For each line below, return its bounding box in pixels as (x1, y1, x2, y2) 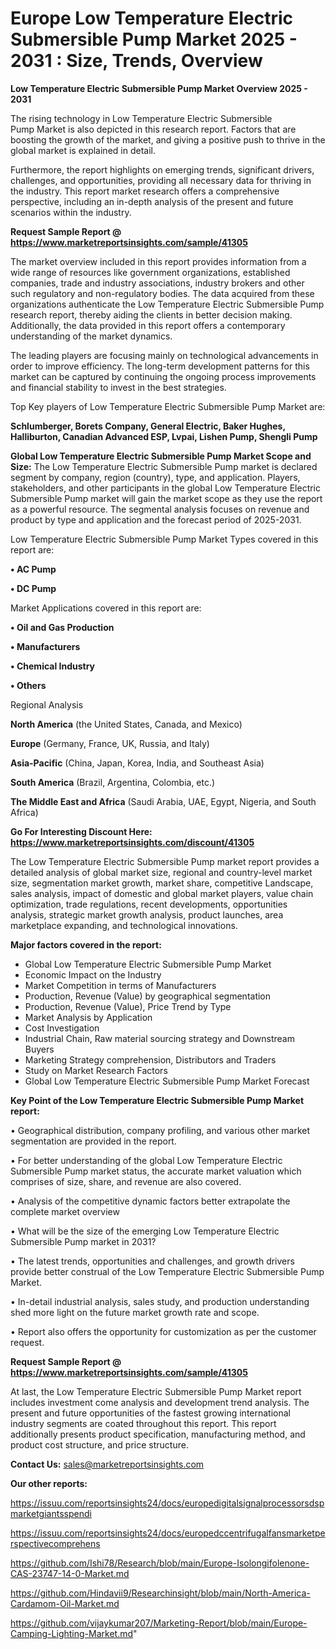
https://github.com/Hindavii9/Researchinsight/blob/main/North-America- (10, 1587, 311, 1599)
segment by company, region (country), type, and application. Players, (10, 471, 301, 483)
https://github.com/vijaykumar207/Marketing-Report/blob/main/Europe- (10, 1617, 308, 1629)
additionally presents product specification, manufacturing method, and (10, 1428, 306, 1440)
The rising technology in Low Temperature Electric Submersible (10, 112, 273, 124)
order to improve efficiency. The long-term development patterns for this (10, 360, 310, 372)
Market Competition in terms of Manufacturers (24, 979, 217, 991)
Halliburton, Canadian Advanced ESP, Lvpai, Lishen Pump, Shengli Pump (10, 430, 318, 442)
